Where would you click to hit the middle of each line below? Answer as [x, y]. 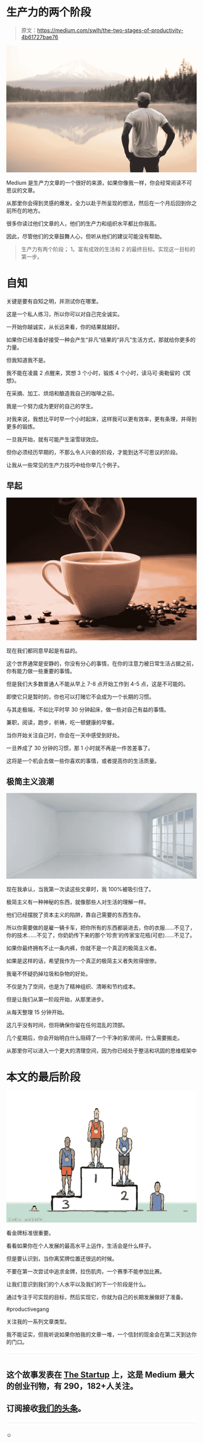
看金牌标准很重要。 [30, 1233]
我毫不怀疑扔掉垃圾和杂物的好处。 [49, 973]
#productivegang [28, 1309]
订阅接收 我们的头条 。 [46, 1408]
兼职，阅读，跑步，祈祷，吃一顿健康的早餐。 [62, 722]
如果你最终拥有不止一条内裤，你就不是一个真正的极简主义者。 [83, 948]
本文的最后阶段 [43, 1077]
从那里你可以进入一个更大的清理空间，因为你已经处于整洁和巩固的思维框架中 [101, 1051]
